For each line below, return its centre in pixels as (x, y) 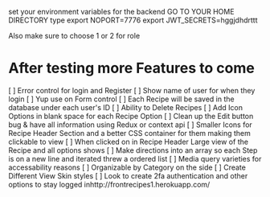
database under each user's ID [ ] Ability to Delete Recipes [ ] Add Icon (126, 107)
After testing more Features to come (131, 68)
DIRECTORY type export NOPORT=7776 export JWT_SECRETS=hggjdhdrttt (133, 20)
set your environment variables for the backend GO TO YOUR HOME (121, 12)
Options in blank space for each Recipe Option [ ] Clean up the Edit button (131, 116)
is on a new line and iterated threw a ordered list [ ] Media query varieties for (135, 158)
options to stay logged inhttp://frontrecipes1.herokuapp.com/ (109, 184)
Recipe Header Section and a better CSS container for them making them (130, 133)
